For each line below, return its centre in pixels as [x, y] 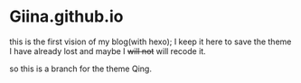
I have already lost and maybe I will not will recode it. [108, 51]
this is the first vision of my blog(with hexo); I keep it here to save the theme [150, 41]
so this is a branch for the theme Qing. [80, 69]
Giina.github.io [66, 17]
